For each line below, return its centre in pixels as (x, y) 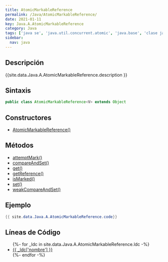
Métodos (19, 146)
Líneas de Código (33, 232)
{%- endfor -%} (29, 255)
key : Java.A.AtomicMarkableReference (44, 24)
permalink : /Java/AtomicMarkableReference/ (51, 15)
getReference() (28, 173)
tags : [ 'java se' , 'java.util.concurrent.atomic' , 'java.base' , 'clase (81, 33)
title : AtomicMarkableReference (39, 10)
